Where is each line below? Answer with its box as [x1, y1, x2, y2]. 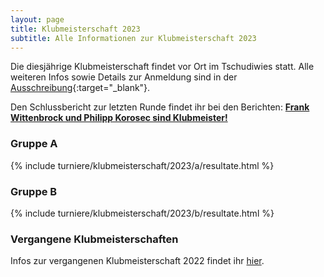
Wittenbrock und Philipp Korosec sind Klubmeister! [10, 112, 228, 124]
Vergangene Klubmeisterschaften [10, 232, 179, 246]
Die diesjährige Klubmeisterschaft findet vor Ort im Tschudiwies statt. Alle [10, 61, 315, 73]
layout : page [10, 14, 65, 25]
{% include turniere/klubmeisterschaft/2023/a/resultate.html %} [10, 159, 275, 171]
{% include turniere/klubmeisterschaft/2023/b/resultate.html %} [10, 207, 275, 219]
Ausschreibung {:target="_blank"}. [10, 82, 151, 94]
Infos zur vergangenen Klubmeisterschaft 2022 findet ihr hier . [10, 255, 265, 267]
